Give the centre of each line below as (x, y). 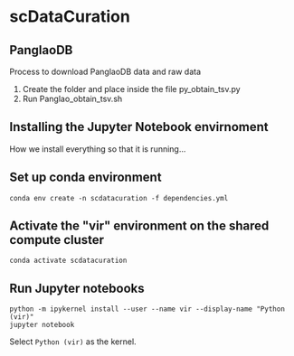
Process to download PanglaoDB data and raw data (105, 71)
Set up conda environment (85, 178)
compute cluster (57, 240)
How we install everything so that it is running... (98, 149)
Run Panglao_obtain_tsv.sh (72, 98)
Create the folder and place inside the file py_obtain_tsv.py (132, 89)
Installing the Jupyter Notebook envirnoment (139, 127)
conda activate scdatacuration (68, 261)
